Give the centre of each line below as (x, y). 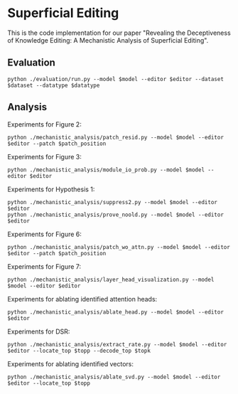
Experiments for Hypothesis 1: (51, 189)
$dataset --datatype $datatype (54, 85)
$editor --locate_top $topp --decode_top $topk (79, 351)
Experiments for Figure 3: (44, 156)
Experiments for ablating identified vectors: (70, 363)
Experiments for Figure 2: (44, 124)
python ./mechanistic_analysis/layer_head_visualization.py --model (111, 279)
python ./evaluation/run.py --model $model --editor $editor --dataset (115, 79)
